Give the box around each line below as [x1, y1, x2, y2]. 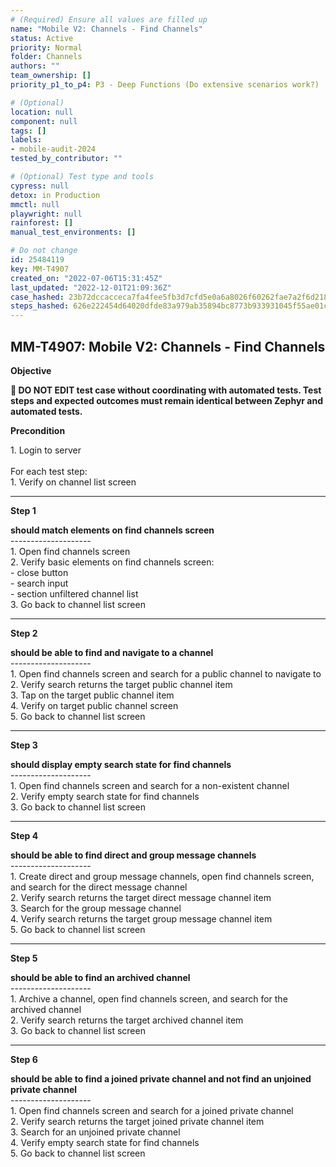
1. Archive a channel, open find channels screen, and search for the [10, 992, 288, 1005]
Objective [10, 364, 52, 376]
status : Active [10, 33, 74, 43]
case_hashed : [10, 292, 65, 302]
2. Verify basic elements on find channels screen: [10, 556, 215, 568]
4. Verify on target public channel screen [10, 699, 179, 711]
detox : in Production [10, 190, 101, 200]
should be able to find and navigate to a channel [10, 646, 214, 658]
